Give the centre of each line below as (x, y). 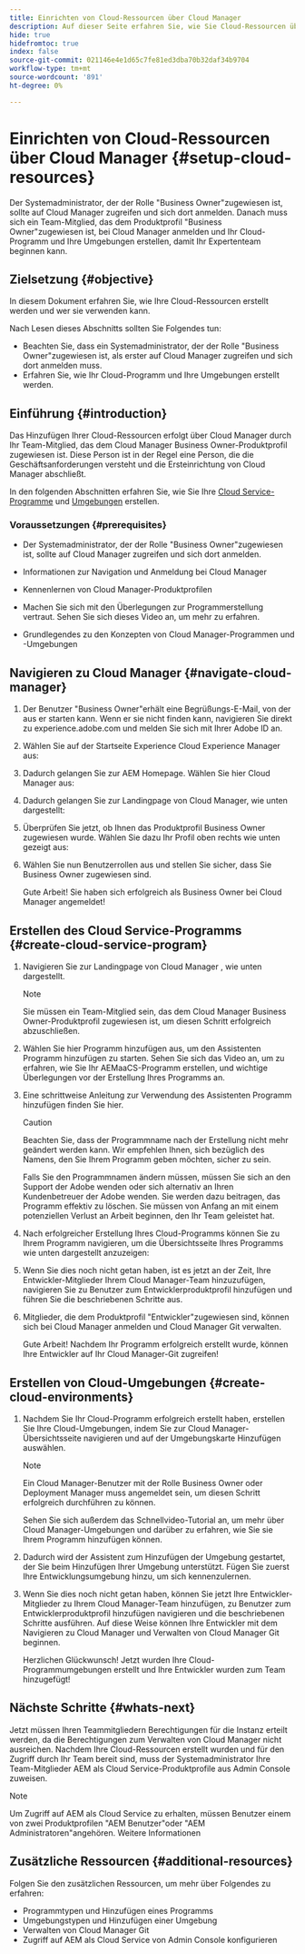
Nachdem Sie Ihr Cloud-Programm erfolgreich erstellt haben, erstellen (154, 1418)
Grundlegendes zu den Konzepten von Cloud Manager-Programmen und (158, 634)
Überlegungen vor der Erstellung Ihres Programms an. (123, 1078)
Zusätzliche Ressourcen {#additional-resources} (151, 1862)
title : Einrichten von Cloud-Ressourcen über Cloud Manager (126, 18)
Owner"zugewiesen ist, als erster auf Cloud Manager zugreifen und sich (157, 356)
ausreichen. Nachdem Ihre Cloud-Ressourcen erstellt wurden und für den (147, 1749)
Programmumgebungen (67, 1669)
